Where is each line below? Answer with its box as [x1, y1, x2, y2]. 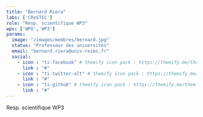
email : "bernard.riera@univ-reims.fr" [11, 48, 110, 54]
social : [11, 54, 31, 60]
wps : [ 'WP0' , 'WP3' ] [6, 25, 56, 32]
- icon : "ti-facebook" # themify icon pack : [17, 59, 137, 65]
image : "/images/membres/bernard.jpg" [11, 37, 110, 43]
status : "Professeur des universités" [11, 43, 110, 49]
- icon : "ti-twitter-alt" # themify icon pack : [17, 71, 145, 77]
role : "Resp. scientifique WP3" [6, 20, 88, 26]
